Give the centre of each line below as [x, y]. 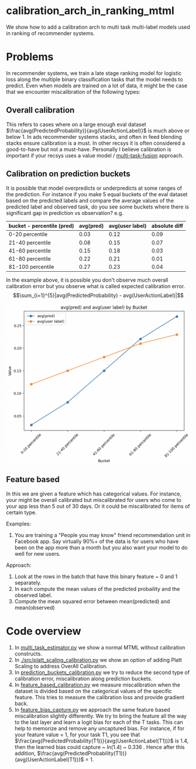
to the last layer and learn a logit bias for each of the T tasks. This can [99, 722]
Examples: [18, 524]
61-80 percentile [30, 259]
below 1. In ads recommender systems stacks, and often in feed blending [94, 136]
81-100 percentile [31, 267]
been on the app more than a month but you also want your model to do [101, 547]
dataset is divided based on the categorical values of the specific [93, 691]
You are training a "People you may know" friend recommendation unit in [102, 535]
